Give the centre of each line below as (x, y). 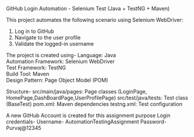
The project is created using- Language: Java (61, 55)
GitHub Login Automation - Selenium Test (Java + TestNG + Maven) (88, 9)
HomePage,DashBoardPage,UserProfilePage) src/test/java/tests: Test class (97, 98)
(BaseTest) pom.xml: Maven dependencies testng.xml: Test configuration (94, 104)
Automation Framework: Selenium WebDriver (60, 61)
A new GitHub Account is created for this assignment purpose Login (89, 115)
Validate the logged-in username (54, 44)
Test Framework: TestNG (36, 68)
